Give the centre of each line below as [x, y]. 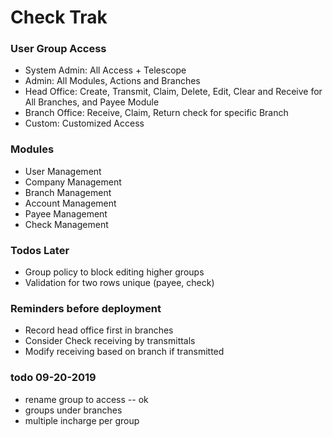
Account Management [70, 203]
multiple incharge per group [82, 420]
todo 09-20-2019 [53, 378]
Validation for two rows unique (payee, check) [119, 283]
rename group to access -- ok [86, 399]
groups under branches [73, 410]
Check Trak [59, 17]
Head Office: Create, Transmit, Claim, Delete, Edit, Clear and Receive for [173, 92]
